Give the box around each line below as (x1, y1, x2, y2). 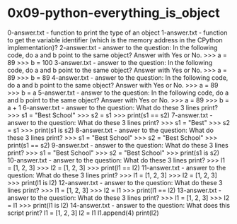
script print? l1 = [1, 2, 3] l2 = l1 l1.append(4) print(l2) (7, 208, 159, 217)
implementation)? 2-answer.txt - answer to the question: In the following (7, 43, 218, 52)
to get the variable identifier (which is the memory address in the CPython (7, 35, 223, 44)
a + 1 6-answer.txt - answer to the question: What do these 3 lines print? (7, 103, 218, 112)
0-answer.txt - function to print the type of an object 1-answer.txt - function (7, 28, 228, 37)
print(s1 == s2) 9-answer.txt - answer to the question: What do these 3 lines (7, 141, 229, 149)
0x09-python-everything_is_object (7, 5, 221, 21)
